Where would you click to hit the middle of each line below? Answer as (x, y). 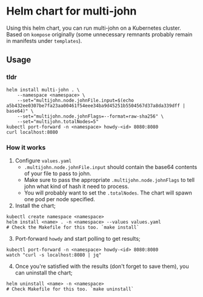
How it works (26, 147)
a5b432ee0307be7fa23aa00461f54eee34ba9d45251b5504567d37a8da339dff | (96, 105)
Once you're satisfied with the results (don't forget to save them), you (102, 266)
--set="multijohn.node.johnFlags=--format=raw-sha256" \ (91, 116)
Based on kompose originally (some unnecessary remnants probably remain (99, 34)
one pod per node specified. (59, 199)
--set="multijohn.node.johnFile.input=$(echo (76, 100)
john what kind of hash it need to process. (76, 186)
